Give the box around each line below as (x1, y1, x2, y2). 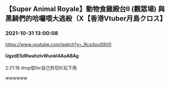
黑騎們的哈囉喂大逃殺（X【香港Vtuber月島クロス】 (5, 14, 167, 23)
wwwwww (5, 75, 27, 81)
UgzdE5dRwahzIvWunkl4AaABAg (5, 53, 79, 59)
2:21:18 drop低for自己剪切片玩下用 (5, 65, 77, 71)
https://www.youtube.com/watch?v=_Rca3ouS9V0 (5, 41, 112, 47)
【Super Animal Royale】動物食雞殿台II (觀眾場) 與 (5, 5, 165, 14)
